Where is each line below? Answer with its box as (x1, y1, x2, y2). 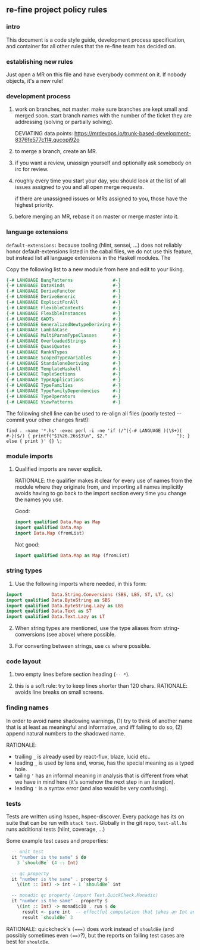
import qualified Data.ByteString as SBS (6, 597, 111, 603)
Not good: (14, 541, 40, 548)
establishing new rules (6, 57, 73, 66)
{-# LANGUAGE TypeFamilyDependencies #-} (6, 388, 121, 394)
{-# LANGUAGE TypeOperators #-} (6, 393, 121, 399)
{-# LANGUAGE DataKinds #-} (6, 282, 121, 288)
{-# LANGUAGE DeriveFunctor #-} (6, 288, 121, 294)
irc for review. (14, 166, 49, 173)
